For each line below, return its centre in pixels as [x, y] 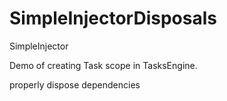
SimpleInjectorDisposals [113, 18]
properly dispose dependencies [75, 84]
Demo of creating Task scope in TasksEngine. [103, 65]
